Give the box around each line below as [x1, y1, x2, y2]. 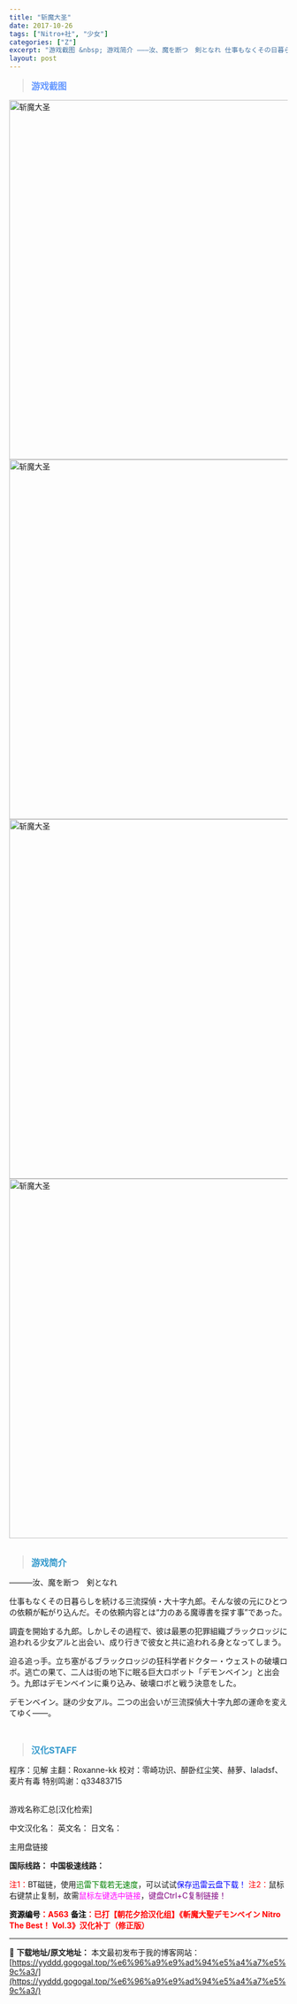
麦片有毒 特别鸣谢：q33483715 [9, 1776, 123, 1786]
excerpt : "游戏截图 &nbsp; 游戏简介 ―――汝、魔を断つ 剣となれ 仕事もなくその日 [9, 46, 278, 55]
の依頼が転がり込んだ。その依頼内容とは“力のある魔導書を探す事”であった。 [9, 1607, 287, 1617]
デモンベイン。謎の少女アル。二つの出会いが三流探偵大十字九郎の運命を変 [9, 1697, 280, 1707]
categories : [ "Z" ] [9, 37, 77, 47]
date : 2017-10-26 [9, 21, 73, 30]
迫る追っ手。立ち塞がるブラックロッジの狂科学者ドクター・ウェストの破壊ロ [9, 1656, 288, 1666]
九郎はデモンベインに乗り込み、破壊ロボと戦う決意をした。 [24, 1678, 241, 1688]
